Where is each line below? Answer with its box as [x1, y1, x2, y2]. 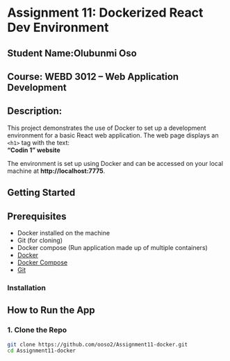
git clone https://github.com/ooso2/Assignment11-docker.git [7, 341, 188, 348]
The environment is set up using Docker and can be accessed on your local [7, 159, 224, 167]
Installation [7, 283, 47, 292]
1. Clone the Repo [7, 325, 67, 335]
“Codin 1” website [7, 146, 60, 154]
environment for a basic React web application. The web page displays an [7, 131, 219, 140]
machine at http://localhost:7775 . [7, 167, 106, 175]
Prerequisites [7, 210, 67, 222]
